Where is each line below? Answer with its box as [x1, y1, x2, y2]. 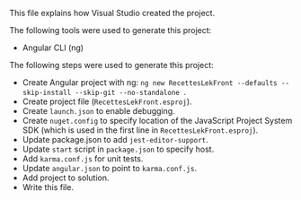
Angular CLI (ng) [22, 42, 84, 53]
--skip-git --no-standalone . [75, 87, 187, 97]
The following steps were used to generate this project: [9, 60, 214, 70]
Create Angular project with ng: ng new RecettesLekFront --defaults [22, 77, 278, 88]
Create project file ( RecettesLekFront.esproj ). [22, 96, 192, 107]
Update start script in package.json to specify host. [22, 143, 215, 154]
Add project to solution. [22, 172, 110, 183]
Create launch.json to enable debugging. [22, 106, 175, 116]
